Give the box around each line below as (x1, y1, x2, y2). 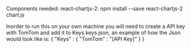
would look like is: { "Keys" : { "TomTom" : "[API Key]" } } (6, 36, 145, 42)
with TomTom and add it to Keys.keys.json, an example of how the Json (6, 29, 181, 36)
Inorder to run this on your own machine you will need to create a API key (6, 23, 186, 30)
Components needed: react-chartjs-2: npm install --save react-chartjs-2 (6, 5, 183, 12)
